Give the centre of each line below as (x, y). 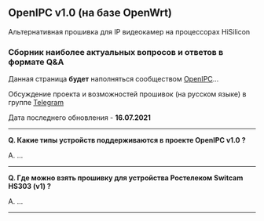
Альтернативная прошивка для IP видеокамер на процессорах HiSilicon (129, 31)
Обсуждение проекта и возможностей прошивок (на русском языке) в (127, 94)
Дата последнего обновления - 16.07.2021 (80, 118)
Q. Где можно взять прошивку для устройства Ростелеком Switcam (126, 178)
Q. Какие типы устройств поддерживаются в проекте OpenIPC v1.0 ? (127, 140)
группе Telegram (36, 103)
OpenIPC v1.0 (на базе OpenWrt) (90, 13)
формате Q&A (36, 62)
